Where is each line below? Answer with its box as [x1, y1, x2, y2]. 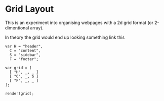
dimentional [5, 25, 29, 30]
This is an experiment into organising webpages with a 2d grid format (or [5, 20, 154, 25]
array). [30, 25, 43, 30]
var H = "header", [5, 44, 43, 49]
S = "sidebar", [9, 52, 41, 57]
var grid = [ [5, 65, 32, 70]
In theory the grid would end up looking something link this [5, 34, 125, 40]
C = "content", [9, 48, 41, 53]
